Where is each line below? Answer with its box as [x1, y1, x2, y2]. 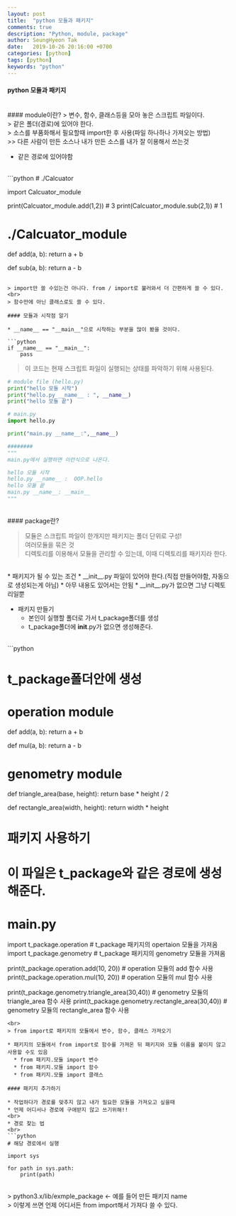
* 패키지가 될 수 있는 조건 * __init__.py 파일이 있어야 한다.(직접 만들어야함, [7, 571, 210, 580]
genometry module [7, 766, 123, 782]
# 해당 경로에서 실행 [7, 1140, 60, 1147]
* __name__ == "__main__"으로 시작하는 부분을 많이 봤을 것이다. [7, 325, 181, 333]
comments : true [7, 23, 52, 30]
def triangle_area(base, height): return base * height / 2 [7, 789, 169, 798]
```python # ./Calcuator [7, 174, 74, 182]
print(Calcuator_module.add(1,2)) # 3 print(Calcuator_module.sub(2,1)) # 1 [7, 201, 223, 210]
